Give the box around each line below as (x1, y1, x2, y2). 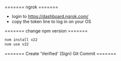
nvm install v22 (4, 37, 38, 42)
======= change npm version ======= (4, 28, 88, 33)
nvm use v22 (4, 42, 29, 46)
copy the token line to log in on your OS (11, 19, 91, 24)
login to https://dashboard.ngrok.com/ (11, 14, 89, 19)
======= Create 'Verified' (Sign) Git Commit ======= (4, 50, 117, 56)
